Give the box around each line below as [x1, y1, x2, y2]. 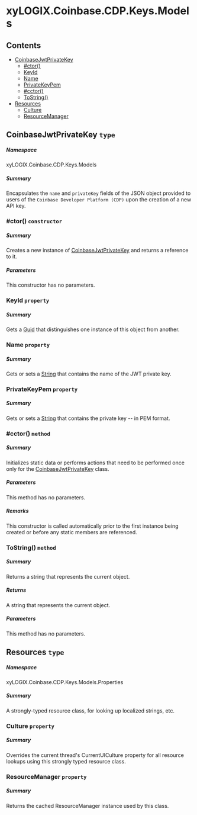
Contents [6, 40, 41, 50]
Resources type [6, 647, 64, 657]
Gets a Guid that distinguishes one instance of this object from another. [6, 326, 180, 333]
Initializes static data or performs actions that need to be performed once [6, 459, 185, 466]
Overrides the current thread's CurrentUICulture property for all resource [6, 751, 185, 759]
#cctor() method [6, 429, 50, 438]
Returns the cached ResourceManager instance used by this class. [6, 802, 169, 809]
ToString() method [6, 543, 56, 551]
